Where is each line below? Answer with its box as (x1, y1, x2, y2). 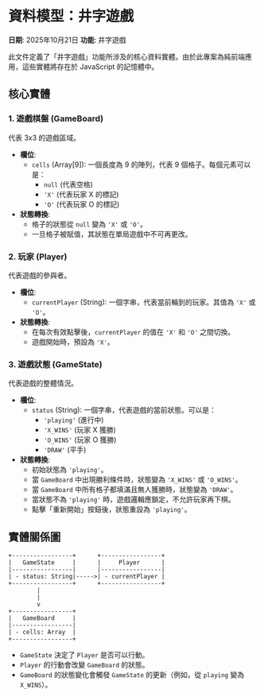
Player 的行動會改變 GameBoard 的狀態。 (19, 660, 149, 670)
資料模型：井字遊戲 (8, 7, 134, 25)
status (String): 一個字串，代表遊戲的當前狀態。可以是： (31, 405, 216, 415)
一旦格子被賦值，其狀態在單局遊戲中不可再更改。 (31, 229, 192, 238)
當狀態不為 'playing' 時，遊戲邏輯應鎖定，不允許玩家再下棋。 (31, 494, 235, 505)
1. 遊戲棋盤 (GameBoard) (8, 113, 104, 124)
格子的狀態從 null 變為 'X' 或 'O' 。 (31, 219, 147, 229)
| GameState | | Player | (8, 559, 165, 567)
